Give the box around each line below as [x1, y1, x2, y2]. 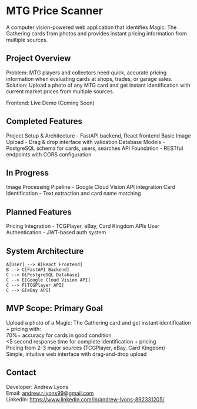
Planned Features [6, 207, 72, 217]
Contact [6, 368, 36, 378]
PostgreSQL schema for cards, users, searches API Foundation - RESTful [6, 145, 183, 152]
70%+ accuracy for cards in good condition [6, 332, 112, 339]
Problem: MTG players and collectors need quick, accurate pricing [6, 69, 167, 76]
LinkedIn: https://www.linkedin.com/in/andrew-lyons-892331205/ [6, 395, 165, 403]
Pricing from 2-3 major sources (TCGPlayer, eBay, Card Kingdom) [6, 344, 166, 351]
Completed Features [6, 116, 82, 126]
